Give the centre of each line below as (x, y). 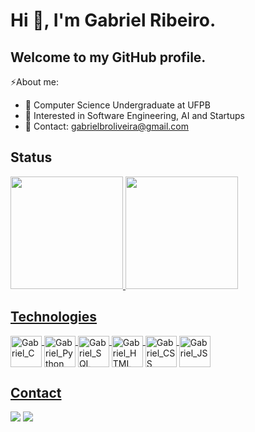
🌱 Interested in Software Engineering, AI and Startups (134, 115)
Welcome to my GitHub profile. (108, 57)
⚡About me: (34, 82)
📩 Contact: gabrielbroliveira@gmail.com (107, 126)
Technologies (54, 317)
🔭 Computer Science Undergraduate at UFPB (117, 105)
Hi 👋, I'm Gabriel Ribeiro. (113, 20)
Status (31, 157)
